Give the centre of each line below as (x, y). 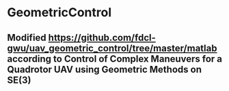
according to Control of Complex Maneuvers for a (115, 59)
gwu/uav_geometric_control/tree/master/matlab (112, 48)
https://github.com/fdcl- (102, 38)
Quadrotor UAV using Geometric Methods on (104, 69)
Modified (27, 38)
